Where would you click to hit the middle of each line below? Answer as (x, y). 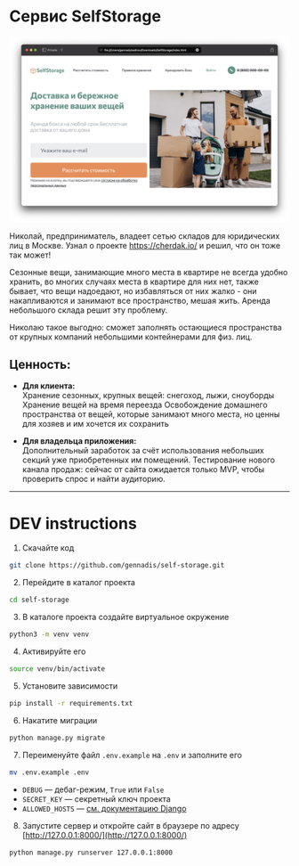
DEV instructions (73, 523)
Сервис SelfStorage (85, 16)
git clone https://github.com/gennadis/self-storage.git (117, 566)
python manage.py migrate (57, 738)
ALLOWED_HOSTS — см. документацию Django (104, 808)
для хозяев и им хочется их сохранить (95, 424)
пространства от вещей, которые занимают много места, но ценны (151, 414)
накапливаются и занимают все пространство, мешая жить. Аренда (140, 300)
